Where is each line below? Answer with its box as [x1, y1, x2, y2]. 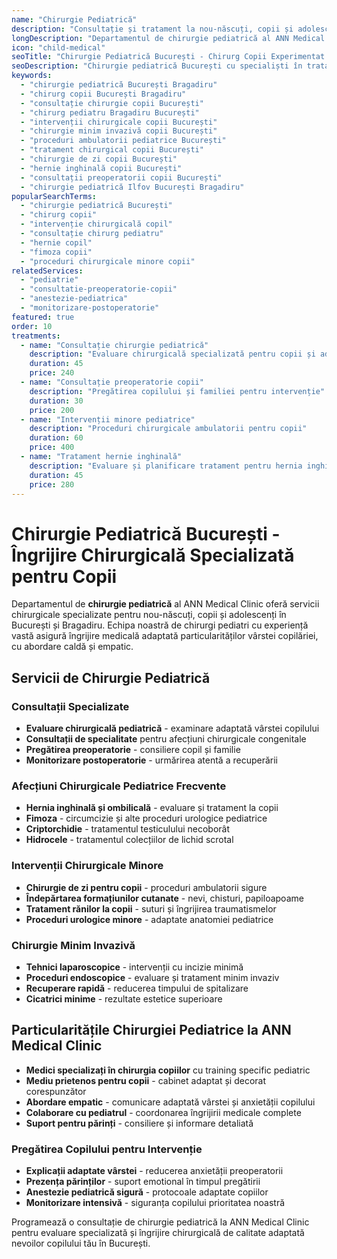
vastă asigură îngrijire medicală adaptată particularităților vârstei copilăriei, [11, 630, 319, 642]
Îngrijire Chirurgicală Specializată [11, 544, 295, 566]
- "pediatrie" [20, 275, 79, 285]
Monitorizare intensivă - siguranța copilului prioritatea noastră [25, 1197, 286, 1208]
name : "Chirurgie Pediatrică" [11, 14, 138, 25]
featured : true [11, 312, 75, 322]
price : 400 [29, 442, 75, 453]
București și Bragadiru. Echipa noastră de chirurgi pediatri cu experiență [11, 619, 309, 631]
